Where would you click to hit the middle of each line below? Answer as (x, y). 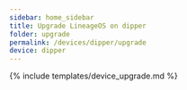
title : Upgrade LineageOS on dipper (78, 26)
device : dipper (38, 51)
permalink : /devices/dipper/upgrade (78, 42)
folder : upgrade (40, 34)
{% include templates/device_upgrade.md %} (93, 76)
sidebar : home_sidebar (52, 17)
